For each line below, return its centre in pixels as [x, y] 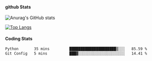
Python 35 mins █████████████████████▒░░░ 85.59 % [76, 49]
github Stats [18, 7]
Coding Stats [19, 38]
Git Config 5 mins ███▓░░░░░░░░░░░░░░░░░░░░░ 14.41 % [76, 54]
